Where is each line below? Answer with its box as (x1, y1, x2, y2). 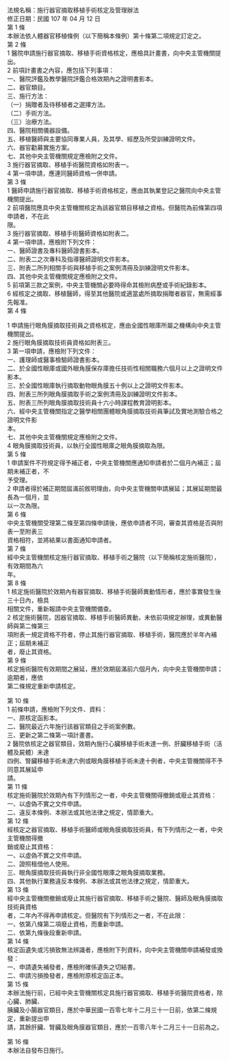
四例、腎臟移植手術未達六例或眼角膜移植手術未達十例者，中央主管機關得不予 (7, 757, 223, 765)
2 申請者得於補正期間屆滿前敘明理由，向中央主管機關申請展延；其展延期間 (7, 484, 217, 493)
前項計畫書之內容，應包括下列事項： (12, 66, 115, 74)
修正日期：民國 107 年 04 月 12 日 (7, 14, 101, 23)
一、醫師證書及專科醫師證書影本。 (7, 247, 103, 254)
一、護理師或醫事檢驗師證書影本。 (7, 356, 103, 364)
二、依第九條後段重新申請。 (7, 928, 86, 937)
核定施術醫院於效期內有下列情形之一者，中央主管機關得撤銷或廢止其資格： (7, 791, 217, 799)
